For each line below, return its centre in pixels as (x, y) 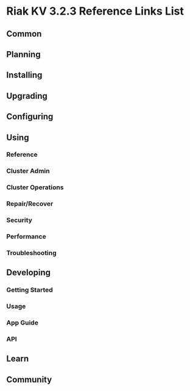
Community (29, 379)
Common (24, 34)
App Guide (22, 323)
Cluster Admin (28, 171)
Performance (26, 237)
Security (19, 220)
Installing (24, 75)
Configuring (30, 117)
